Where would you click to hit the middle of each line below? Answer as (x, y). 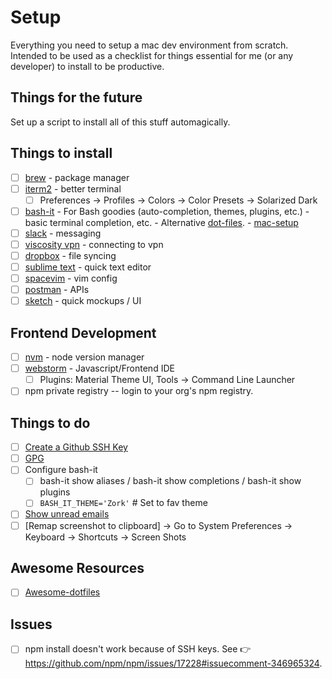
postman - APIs (57, 290)
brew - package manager (77, 177)
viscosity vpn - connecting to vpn (94, 244)
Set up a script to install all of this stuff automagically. (120, 122)
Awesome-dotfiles (62, 592)
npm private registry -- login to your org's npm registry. (139, 391)
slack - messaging (63, 233)
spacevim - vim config (71, 278)
